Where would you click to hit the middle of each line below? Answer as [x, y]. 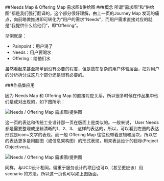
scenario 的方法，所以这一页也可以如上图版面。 [53, 174]
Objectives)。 [19, 147]
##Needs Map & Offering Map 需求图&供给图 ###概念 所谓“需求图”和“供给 [80, 7]
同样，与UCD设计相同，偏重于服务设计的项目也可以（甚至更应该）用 [74, 168]
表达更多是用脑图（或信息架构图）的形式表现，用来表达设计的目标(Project [83, 141]
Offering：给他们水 [31, 58]
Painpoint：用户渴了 [32, 46]
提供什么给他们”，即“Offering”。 [48, 25]
